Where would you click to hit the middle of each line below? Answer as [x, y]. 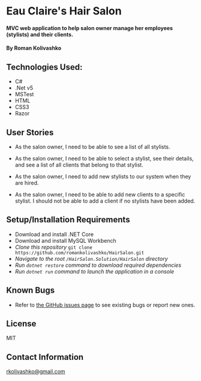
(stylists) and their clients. [40, 34]
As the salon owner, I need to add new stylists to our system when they [103, 176]
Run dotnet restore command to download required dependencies [98, 265]
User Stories [30, 133]
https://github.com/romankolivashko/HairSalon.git [79, 253]
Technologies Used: [44, 67]
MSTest [24, 94]
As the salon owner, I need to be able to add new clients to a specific [100, 194]
